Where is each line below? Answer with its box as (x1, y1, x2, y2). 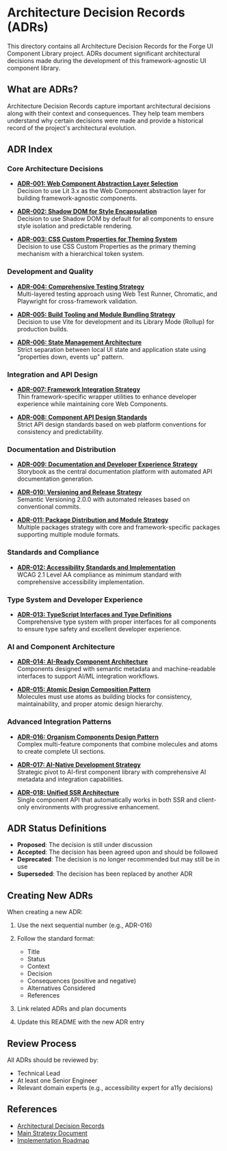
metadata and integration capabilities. (16, 775, 124, 783)
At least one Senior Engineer (16, 1076, 98, 1085)
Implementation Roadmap (16, 1136, 90, 1144)
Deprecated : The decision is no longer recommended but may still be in (16, 855, 220, 863)
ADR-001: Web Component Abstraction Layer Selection (16, 179, 178, 188)
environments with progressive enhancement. (30, 802, 161, 811)
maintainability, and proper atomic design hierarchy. (16, 700, 163, 708)
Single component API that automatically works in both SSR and (16, 796, 197, 804)
